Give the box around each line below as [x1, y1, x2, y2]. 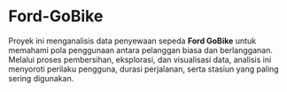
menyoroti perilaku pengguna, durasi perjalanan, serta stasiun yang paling [8, 64, 280, 74]
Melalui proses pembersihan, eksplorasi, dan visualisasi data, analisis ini [8, 54, 272, 65]
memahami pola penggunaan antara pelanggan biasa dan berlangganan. [8, 44, 274, 55]
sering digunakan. [8, 73, 74, 83]
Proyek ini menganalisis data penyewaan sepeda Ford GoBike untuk [8, 35, 257, 46]
